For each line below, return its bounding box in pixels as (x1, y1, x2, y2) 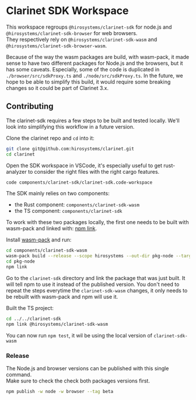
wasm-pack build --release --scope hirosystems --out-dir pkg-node (6, 253, 174, 259)
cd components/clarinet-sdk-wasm (6, 247, 87, 254)
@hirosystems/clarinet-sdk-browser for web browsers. (6, 29, 138, 36)
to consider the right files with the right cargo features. (28, 168, 160, 175)
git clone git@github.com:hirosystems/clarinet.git (6, 146, 134, 151)
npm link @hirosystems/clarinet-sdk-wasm (6, 321, 108, 327)
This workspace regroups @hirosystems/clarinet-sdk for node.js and (6, 23, 172, 30)
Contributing (6, 101, 54, 112)
